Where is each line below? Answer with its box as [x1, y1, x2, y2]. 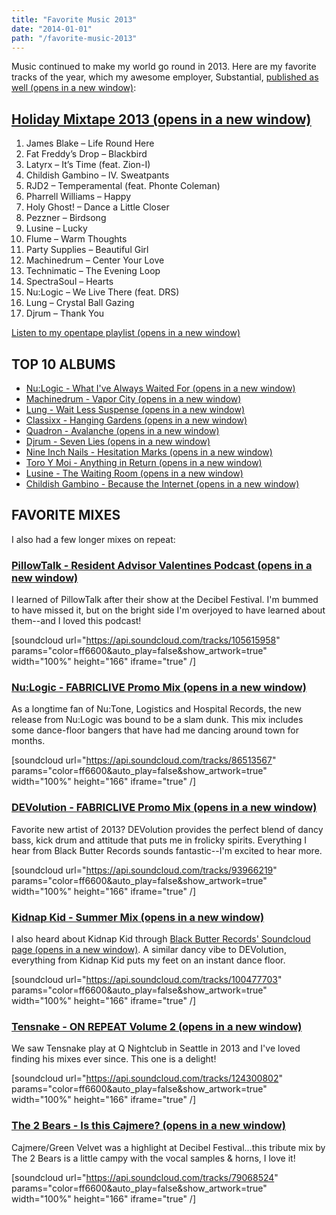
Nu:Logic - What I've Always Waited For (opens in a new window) [25, 382, 296, 394]
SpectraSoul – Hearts [25, 276, 114, 288]
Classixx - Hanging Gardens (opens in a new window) [25, 414, 248, 426]
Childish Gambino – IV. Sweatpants [25, 169, 170, 181]
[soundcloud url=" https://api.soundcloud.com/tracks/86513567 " [11, 754, 277, 766]
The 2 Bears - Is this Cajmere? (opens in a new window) [11, 1119, 286, 1133]
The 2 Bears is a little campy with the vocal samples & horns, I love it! [11, 1152, 296, 1164]
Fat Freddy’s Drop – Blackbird [25, 148, 148, 160]
